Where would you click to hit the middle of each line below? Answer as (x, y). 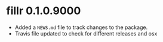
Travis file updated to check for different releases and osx (86, 33)
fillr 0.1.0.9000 (44, 11)
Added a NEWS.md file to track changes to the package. (81, 27)
